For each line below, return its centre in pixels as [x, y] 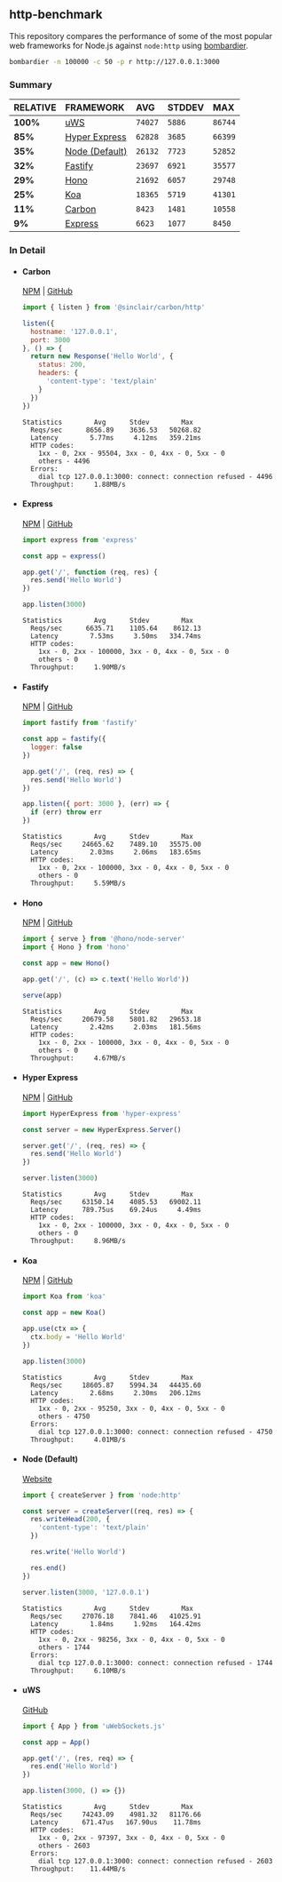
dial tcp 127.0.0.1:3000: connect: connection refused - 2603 [156, 1862]
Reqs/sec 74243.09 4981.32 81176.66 [116, 1815]
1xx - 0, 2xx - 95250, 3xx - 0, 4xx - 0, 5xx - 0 [132, 1408]
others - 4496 [64, 461]
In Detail [27, 250]
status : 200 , [63, 365]
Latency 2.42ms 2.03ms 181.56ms [116, 1027]
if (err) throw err [67, 812]
